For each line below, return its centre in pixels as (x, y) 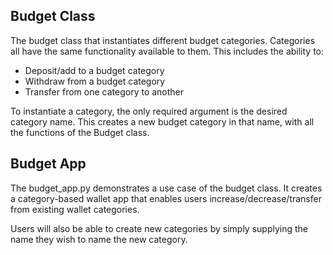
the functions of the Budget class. (80, 132)
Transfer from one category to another (104, 91)
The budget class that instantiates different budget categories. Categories (163, 40)
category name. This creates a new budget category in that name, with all (162, 121)
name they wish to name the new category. (99, 239)
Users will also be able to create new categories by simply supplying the (159, 228)
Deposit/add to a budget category (94, 70)
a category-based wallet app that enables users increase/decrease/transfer (166, 198)
